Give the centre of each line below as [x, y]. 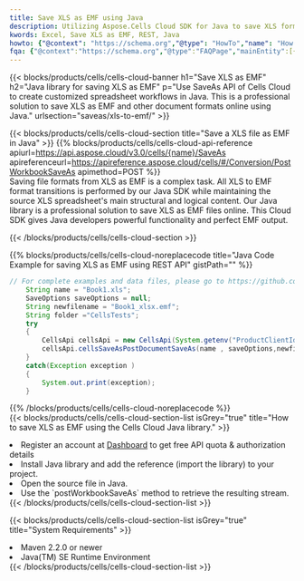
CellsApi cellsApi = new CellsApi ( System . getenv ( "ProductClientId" [171, 341]
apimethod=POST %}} [119, 172]
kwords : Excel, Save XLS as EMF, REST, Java [95, 34]
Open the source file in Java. [75, 484]
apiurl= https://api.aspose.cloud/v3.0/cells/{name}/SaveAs [118, 153]
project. [24, 474]
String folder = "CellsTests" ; [83, 315]
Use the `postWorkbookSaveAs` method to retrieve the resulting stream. [155, 493]
